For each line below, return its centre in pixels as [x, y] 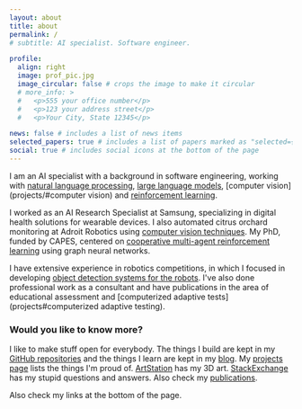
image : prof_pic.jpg [56, 76]
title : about [34, 26]
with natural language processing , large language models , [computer [137, 185]
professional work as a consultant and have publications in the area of [139, 287]
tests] [218, 297]
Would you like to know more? [76, 329]
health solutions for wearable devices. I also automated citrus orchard [138, 222]
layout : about [36, 18]
